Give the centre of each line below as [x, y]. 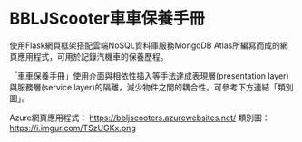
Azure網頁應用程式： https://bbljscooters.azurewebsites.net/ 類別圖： [140, 118]
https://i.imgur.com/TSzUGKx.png [73, 128]
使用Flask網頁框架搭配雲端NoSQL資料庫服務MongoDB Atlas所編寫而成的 [145, 45]
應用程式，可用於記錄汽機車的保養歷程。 [93, 56]
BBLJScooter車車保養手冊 [107, 19]
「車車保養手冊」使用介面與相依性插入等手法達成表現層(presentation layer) [149, 76]
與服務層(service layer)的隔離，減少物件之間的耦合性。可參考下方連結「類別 [151, 87]
